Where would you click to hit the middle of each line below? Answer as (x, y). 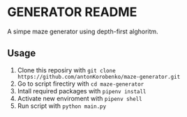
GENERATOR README (72, 12)
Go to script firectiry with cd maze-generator (81, 84)
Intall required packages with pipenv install (82, 91)
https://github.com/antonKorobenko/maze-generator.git (99, 77)
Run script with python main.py (62, 106)
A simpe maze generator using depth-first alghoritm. (83, 31)
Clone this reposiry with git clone (67, 70)
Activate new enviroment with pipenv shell (80, 98)
